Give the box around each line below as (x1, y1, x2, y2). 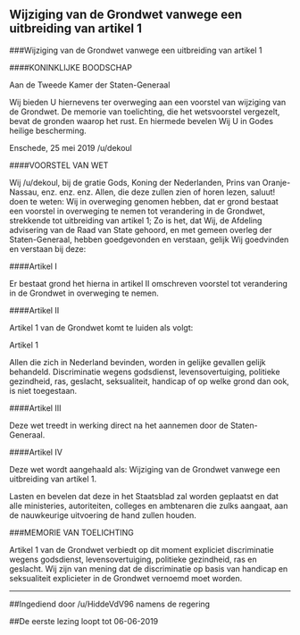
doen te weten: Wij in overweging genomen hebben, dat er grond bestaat (9, 196, 279, 206)
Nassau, (9, 187, 40, 197)
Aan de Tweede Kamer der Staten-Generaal (9, 79, 171, 90)
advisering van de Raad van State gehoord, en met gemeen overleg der (9, 224, 272, 235)
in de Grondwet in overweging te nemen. (9, 288, 159, 298)
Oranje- (262, 177, 291, 188)
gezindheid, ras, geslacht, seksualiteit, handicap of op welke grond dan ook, (9, 375, 290, 387)
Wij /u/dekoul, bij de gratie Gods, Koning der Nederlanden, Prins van (9, 177, 261, 188)
